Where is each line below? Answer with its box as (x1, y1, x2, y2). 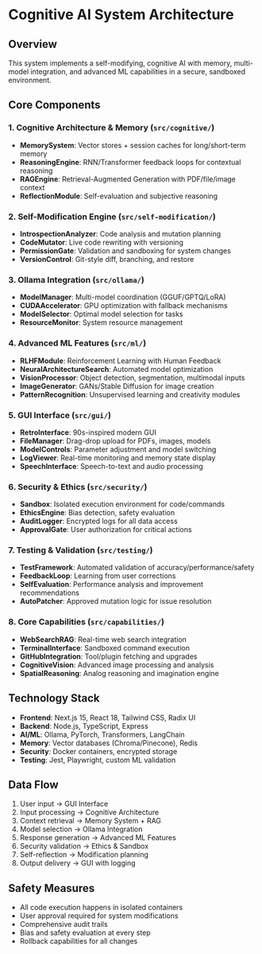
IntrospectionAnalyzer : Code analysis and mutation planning (19, 229, 222, 238)
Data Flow (8, 778, 59, 792)
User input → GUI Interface (19, 799, 109, 809)
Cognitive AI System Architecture (8, 6, 234, 24)
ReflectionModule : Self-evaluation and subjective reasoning (19, 191, 218, 201)
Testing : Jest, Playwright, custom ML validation (19, 755, 176, 764)
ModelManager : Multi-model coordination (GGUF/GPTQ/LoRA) (19, 292, 226, 302)
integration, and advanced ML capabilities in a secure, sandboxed (30, 67, 246, 76)
